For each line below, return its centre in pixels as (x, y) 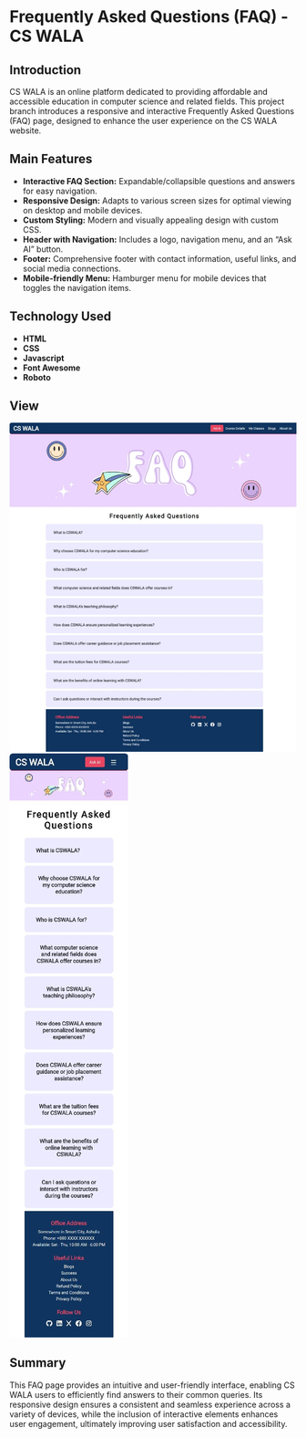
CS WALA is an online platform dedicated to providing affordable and (139, 92)
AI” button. (43, 249)
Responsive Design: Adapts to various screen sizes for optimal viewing (157, 200)
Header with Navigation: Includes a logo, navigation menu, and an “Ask (158, 239)
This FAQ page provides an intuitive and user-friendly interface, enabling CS (153, 1385)
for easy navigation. (60, 191)
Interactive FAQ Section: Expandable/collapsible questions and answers (159, 181)
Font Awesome (51, 368)
